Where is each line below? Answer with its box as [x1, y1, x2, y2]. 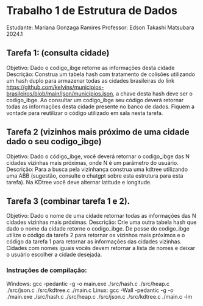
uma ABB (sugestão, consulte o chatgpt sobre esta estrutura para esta [6, 172, 183, 179]
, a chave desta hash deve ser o [112, 89, 193, 97]
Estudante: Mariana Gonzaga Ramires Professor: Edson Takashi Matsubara [6, 24, 194, 31]
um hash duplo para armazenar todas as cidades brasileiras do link [6, 77, 175, 84]
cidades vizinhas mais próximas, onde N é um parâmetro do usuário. [6, 159, 179, 166]
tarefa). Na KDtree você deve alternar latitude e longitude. [6, 178, 152, 186]
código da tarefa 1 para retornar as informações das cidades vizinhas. [6, 238, 182, 245]
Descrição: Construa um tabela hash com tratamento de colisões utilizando [6, 71, 195, 78]
